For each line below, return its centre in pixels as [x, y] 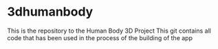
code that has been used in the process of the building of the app [100, 37]
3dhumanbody [50, 12]
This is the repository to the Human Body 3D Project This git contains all [109, 31]
